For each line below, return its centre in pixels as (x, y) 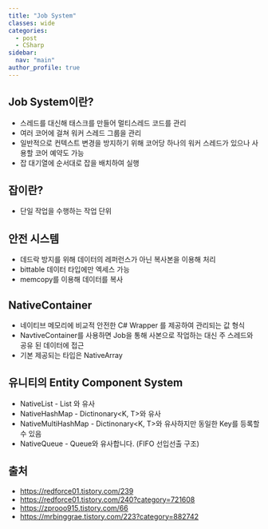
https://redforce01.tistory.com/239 (77, 491)
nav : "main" (35, 61)
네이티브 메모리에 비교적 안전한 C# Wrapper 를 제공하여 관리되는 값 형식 (132, 325)
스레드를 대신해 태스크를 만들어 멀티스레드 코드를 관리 (103, 123)
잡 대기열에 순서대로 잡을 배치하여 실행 (79, 163)
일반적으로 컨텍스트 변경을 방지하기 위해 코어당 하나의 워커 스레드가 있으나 (135, 143)
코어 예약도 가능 (59, 153)
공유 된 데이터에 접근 (52, 345)
